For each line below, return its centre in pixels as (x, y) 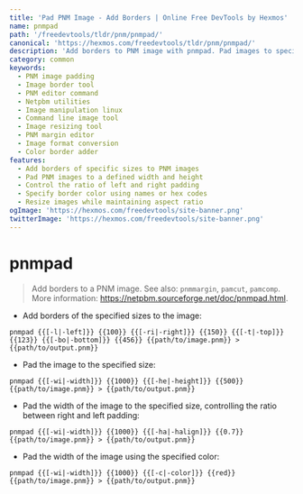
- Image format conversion (68, 143)
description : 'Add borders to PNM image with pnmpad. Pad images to (141, 51)
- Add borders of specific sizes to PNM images (109, 169)
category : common (42, 59)
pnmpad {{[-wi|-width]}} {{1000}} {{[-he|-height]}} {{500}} (127, 381)
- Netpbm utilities (54, 101)
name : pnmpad (34, 26)
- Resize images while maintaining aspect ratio (110, 202)
